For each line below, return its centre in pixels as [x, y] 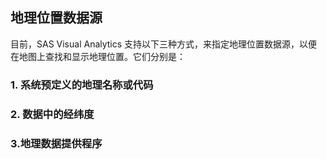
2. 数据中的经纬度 [52, 114]
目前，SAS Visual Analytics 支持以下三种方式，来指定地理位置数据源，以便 [164, 44]
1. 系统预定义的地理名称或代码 [82, 85]
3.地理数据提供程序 [56, 143]
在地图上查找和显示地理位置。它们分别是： [98, 56]
